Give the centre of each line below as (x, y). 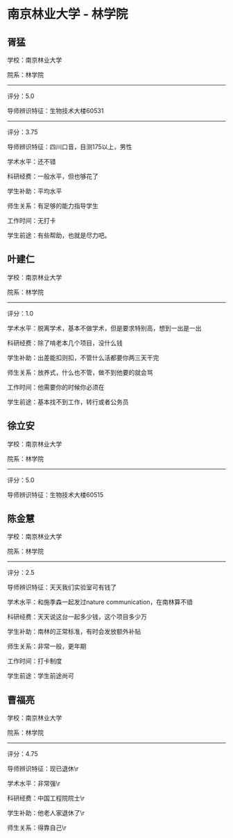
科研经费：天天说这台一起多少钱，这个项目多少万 (77, 617)
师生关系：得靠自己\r (37, 828)
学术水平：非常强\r (34, 783)
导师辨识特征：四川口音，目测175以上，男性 (70, 147)
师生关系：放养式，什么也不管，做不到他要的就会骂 (80, 372)
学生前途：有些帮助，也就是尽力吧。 (59, 235)
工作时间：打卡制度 (35, 661)
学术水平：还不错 (32, 161)
